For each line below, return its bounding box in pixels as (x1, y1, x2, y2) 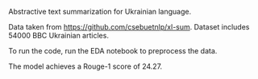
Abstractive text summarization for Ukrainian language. (8, 7, 192, 16)
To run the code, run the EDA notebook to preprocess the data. (8, 46, 218, 55)
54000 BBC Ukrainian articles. (8, 31, 109, 40)
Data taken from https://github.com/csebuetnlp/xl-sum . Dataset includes (8, 22, 250, 31)
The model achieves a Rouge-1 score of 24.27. (8, 61, 163, 71)
